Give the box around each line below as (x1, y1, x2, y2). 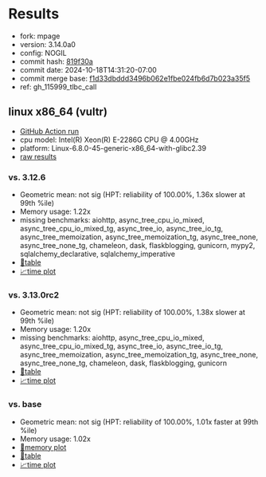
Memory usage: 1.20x (19, 325, 92, 334)
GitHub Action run (19, 126, 80, 136)
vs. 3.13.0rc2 (8, 289, 60, 300)
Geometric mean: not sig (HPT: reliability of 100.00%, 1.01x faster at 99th (19, 416, 259, 427)
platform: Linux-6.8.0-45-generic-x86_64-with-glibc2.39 (19, 143, 207, 152)
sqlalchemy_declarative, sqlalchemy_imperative (19, 249, 175, 259)
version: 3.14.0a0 (19, 39, 76, 49)
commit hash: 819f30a (19, 57, 93, 66)
